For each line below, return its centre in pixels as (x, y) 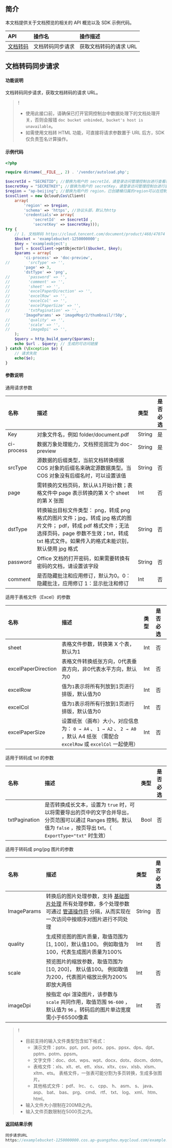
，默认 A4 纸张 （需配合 (90, 736)
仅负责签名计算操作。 (48, 139)
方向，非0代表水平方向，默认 (102, 669)
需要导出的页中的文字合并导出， (93, 812)
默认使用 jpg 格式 (57, 549)
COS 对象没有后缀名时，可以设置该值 (81, 475)
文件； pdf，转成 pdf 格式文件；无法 (85, 526)
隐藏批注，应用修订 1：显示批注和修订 (83, 583)
